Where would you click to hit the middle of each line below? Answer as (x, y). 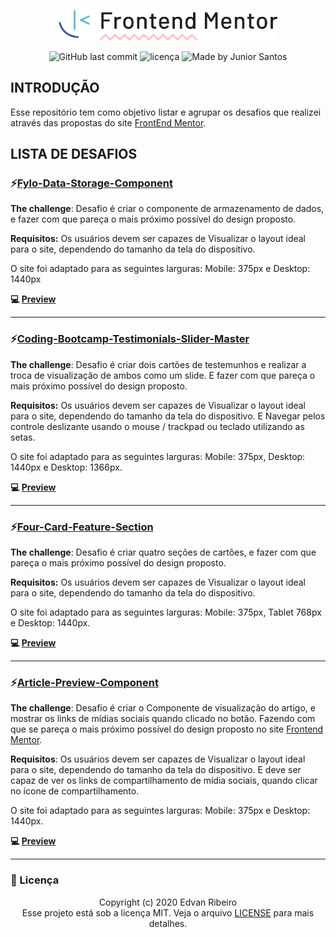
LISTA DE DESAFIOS (74, 154)
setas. (23, 437)
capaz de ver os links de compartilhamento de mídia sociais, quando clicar (164, 781)
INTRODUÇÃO (55, 88)
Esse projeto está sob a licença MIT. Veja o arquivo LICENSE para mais (168, 912)
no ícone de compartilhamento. (75, 791)
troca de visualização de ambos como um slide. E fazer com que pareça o (163, 375)
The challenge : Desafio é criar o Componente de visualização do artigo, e (163, 708)
